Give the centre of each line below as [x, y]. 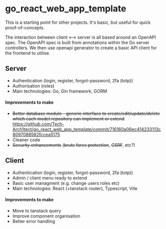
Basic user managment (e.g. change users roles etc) [66, 183]
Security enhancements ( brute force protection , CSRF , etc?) [74, 145]
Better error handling [34, 221]
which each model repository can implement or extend [68, 118]
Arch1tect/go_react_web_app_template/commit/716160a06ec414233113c [86, 129]
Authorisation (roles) [33, 86]
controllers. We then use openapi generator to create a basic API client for [81, 48]
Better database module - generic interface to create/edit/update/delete [86, 113]
